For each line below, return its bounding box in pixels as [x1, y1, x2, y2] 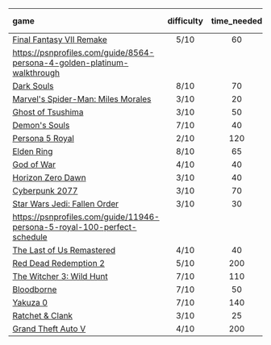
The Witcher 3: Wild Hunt [12, 271, 108, 281]
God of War [12, 159, 56, 170]
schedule [12, 231, 48, 243]
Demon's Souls [12, 120, 70, 131]
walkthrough [12, 68, 60, 78]
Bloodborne [12, 284, 57, 295]
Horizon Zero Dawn [12, 172, 86, 183]
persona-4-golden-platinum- [12, 57, 129, 68]
